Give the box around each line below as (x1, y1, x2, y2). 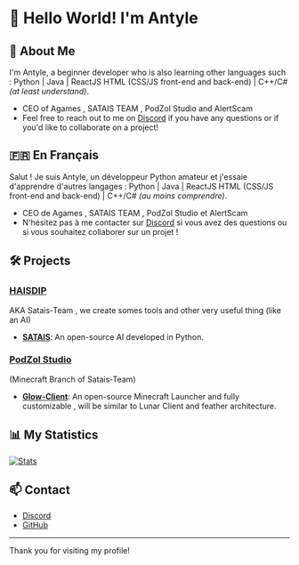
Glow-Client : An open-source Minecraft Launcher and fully (21, 391, 240, 401)
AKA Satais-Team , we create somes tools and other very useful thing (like (9, 304, 282, 315)
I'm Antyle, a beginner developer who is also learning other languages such (9, 67, 287, 77)
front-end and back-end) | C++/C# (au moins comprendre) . (9, 190, 228, 201)
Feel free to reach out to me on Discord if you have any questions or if (21, 113, 279, 123)
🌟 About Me (9, 44, 76, 59)
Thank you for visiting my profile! (9, 545, 131, 556)
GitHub (21, 520, 49, 530)
